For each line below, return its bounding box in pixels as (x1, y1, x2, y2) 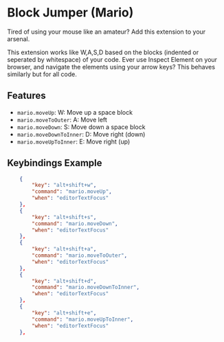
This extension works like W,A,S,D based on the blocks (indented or (7, 48, 199, 56)
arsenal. (7, 34, 30, 43)
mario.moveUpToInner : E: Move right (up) (16, 137, 131, 146)
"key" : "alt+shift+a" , (32, 246, 97, 253)
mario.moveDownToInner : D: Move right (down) (16, 130, 146, 138)
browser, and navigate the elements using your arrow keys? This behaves (7, 62, 215, 71)
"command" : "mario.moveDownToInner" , (32, 284, 139, 291)
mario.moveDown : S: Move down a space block (16, 122, 146, 131)
